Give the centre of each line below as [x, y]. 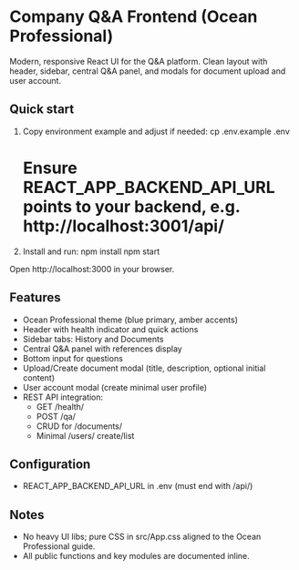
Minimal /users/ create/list [85, 435]
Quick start [42, 110]
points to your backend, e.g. [131, 206]
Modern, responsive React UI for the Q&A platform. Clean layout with [139, 61]
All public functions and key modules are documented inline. [136, 556]
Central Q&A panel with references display [102, 349]
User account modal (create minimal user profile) [115, 387]
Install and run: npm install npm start [91, 251]
